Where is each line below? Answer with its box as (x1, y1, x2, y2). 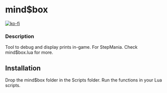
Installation (5, 64, 41, 72)
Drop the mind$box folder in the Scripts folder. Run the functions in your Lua (5, 77, 162, 83)
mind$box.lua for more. (5, 49, 53, 56)
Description (5, 33, 34, 40)
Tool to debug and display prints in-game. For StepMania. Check (5, 44, 138, 50)
